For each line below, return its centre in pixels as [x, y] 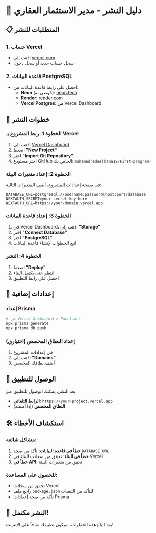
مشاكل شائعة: [21, 440]
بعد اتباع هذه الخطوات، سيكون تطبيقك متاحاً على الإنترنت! [60, 524]
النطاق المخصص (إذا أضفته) [39, 406]
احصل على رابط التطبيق [36, 278]
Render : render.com [41, 98]
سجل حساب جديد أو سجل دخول [43, 63]
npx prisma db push [26, 328]
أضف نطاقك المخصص [34, 363]
